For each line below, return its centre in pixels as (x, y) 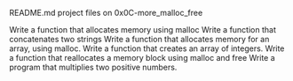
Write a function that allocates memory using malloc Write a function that (143, 29)
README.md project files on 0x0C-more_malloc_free (106, 13)
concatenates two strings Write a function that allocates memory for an (139, 39)
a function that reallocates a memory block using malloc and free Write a (142, 58)
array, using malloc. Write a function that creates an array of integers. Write (147, 48)
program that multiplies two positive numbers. (93, 67)
